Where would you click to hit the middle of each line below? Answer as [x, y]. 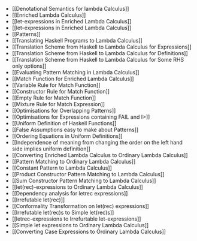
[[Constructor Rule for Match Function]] [60, 91]
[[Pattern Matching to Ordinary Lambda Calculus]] [74, 162]
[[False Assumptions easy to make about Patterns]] [75, 129]
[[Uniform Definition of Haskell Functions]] [64, 123]
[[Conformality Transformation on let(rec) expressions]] [81, 206]
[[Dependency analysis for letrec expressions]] [70, 193]
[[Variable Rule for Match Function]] [56, 85]
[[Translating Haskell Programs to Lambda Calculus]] [77, 40]
